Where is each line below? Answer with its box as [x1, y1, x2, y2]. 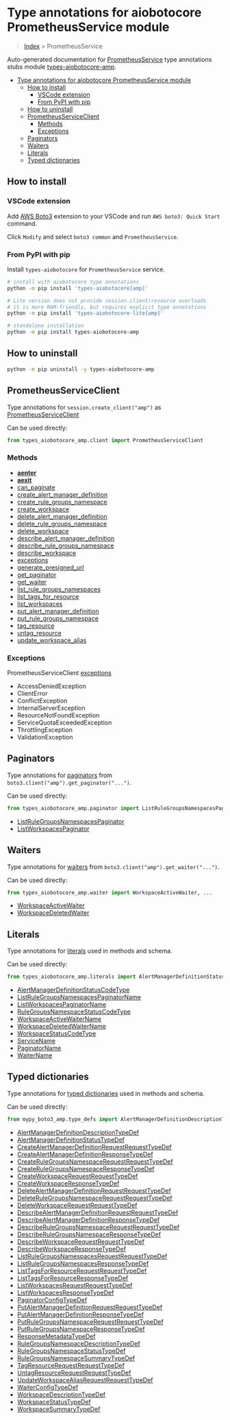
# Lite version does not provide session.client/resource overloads [7, 297, 207, 304]
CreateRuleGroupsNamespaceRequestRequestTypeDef [16, 1157, 173, 1166]
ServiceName [16, 1037, 56, 1045]
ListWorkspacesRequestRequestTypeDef [16, 1281, 133, 1289]
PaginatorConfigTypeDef [16, 1295, 88, 1303]
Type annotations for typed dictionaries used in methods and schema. [7, 1089, 205, 1097]
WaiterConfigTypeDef [16, 1383, 79, 1391]
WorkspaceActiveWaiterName [16, 1015, 102, 1023]
